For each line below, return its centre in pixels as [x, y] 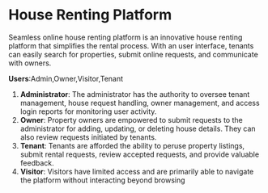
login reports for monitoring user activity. [88, 111]
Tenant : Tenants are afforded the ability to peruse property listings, [132, 145]
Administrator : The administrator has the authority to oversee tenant [135, 94]
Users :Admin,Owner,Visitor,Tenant [66, 78]
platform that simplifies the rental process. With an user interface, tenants [131, 45]
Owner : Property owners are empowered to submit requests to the [131, 120]
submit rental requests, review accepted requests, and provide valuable [140, 154]
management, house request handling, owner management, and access [140, 103]
